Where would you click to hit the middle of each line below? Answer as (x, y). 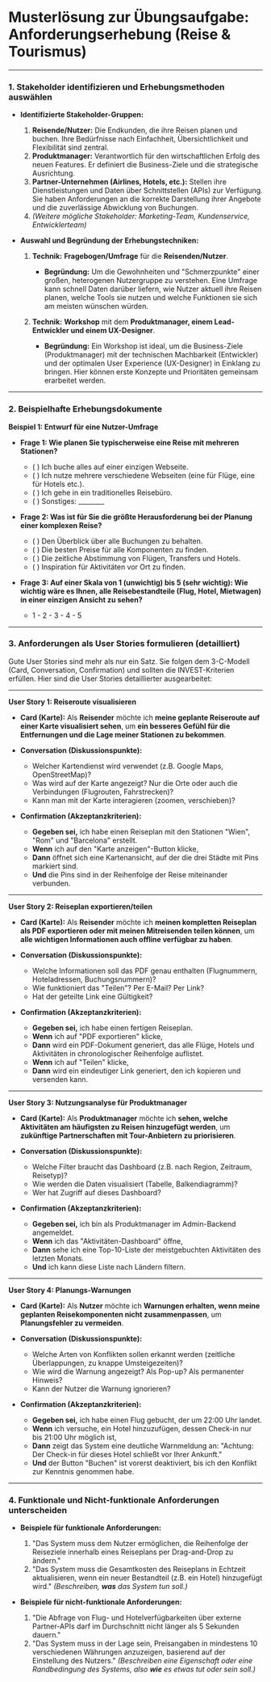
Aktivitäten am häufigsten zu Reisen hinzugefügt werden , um (125, 1126)
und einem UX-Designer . (113, 331)
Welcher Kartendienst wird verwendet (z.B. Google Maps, (128, 766)
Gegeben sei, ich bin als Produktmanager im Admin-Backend (134, 1223)
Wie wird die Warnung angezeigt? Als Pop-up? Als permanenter (138, 1371)
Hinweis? (47, 1380)
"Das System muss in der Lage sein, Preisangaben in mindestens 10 (145, 1644)
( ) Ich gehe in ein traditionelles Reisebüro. (102, 492)
